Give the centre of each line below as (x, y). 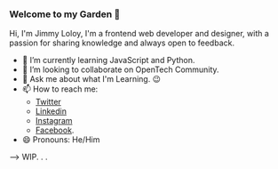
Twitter (48, 102)
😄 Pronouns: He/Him (61, 140)
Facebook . (55, 130)
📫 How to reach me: (60, 89)
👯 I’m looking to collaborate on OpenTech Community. (120, 69)
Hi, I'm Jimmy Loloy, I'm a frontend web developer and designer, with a (139, 34)
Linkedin (51, 111)
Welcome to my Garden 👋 (65, 14)
